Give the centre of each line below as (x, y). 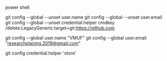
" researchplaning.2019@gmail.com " (43, 43)
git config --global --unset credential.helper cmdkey (60, 23)
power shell (17, 7)
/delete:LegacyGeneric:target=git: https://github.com (60, 28)
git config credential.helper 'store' (41, 53)
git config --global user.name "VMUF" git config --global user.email (76, 38)
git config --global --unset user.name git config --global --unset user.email (84, 17)
